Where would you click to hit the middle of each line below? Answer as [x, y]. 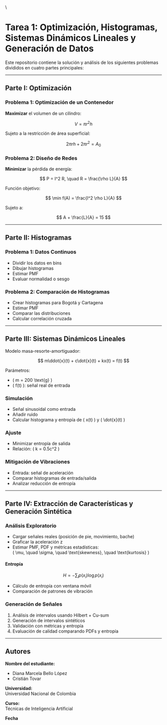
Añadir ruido [25, 415]
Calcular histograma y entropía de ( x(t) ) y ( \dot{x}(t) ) [69, 420]
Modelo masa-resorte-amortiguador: [43, 351]
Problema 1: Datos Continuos [41, 252]
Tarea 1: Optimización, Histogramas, [82, 27]
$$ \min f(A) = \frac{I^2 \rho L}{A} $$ [83, 198]
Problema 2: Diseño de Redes [42, 158]
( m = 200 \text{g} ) [32, 380]
